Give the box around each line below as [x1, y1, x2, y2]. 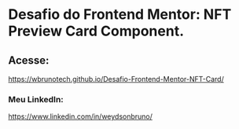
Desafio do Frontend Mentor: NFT [8, 6, 232, 24]
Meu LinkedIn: [8, 94, 64, 105]
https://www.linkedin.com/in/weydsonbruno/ [8, 112, 153, 121]
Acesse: [8, 53, 50, 67]
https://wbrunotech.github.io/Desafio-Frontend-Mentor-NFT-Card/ [8, 75, 224, 83]
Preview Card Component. [8, 22, 185, 40]
